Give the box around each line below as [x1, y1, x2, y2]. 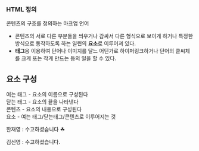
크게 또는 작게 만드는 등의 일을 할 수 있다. [21, 55, 117, 62]
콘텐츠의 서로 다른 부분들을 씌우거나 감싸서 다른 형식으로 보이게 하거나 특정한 [14, 33, 194, 40]
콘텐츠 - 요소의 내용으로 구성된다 [6, 106, 82, 113]
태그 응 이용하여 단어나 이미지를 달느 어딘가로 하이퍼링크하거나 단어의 [14, 48, 175, 55]
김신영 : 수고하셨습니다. [6, 139, 61, 146]
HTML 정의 [6, 5, 37, 13]
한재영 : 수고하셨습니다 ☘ [6, 126, 66, 133]
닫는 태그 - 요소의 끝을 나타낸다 [6, 98, 79, 105]
